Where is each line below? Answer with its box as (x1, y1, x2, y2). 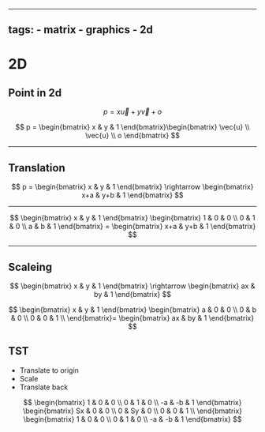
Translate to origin (19, 365, 79, 375)
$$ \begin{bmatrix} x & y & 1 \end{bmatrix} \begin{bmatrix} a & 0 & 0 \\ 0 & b (8, 305, 257, 314)
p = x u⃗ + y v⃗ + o (103, 107, 162, 117)
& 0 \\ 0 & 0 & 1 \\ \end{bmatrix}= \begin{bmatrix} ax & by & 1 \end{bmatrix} (10, 314, 255, 323)
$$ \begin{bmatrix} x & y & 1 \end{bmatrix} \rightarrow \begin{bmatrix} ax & (9, 281, 256, 291)
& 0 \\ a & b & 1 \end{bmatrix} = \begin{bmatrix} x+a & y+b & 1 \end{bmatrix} (9, 222, 256, 231)
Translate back (19, 382, 69, 392)
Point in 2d (8, 86, 62, 100)
